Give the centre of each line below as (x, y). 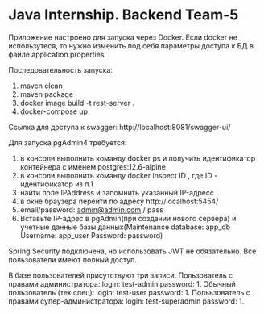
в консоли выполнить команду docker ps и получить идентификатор (138, 158)
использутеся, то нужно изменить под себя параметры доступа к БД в (131, 45)
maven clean (41, 86)
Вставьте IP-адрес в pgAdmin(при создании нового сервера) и (128, 218)
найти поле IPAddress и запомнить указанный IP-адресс (117, 192)
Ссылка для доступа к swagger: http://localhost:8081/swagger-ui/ (120, 127)
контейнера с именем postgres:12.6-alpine (93, 166)
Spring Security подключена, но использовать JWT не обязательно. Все (132, 251)
